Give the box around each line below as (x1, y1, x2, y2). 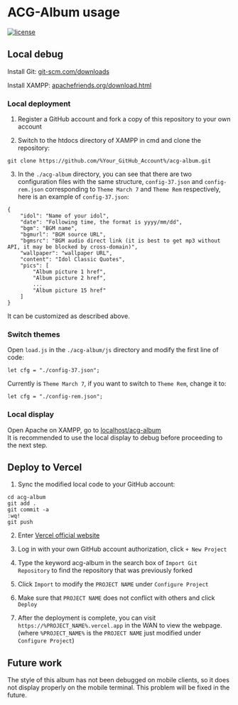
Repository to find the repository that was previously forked (17, 566, 193, 575)
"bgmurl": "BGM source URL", (20, 231, 107, 239)
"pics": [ (20, 262, 50, 270)
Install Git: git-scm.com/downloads (7, 67, 110, 75)
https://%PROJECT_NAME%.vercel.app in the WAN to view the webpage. (17, 621, 222, 630)
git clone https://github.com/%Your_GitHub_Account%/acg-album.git (7, 158, 212, 165)
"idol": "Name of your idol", (20, 212, 110, 220)
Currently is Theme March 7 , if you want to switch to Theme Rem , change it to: (7, 379, 227, 388)
